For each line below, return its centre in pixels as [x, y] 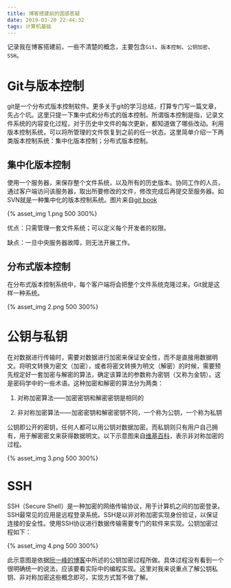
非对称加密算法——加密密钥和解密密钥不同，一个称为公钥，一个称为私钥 [119, 412]
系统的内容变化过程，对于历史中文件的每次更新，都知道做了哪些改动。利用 [118, 124]
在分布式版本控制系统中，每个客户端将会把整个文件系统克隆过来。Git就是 [111, 284]
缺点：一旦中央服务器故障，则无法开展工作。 [70, 243]
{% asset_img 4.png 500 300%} [53, 545]
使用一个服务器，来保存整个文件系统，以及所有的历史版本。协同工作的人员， [115, 183]
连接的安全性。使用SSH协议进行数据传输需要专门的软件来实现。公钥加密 [110, 523]
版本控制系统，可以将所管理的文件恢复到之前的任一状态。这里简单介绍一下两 [115, 133]
